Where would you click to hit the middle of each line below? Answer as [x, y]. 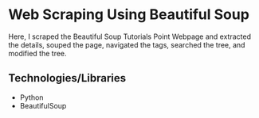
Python [31, 97]
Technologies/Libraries [67, 78]
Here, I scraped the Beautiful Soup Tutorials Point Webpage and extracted [129, 36]
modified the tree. [37, 53]
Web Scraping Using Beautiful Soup [129, 15]
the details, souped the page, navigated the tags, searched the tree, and [127, 44]
